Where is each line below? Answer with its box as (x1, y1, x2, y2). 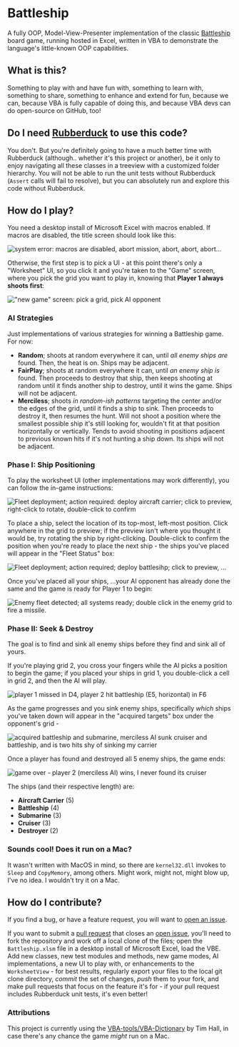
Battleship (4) (17, 803, 59, 812)
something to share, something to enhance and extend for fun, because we (7, 91, 229, 99)
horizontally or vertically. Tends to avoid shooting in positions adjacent (17, 426, 225, 435)
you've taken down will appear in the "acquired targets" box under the (7, 712, 214, 721)
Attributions (7, 1008, 51, 1018)
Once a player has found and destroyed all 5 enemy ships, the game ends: (7, 755, 226, 763)
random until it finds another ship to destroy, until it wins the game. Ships (17, 381, 233, 390)
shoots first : (7, 281, 45, 290)
